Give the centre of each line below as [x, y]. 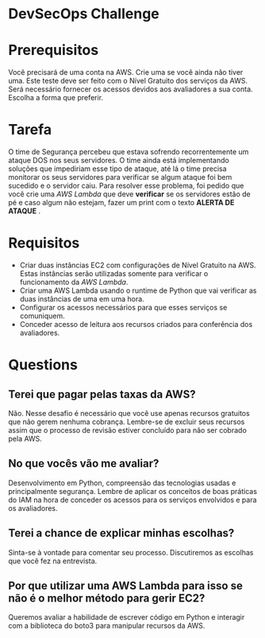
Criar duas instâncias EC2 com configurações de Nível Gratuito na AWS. [138, 265]
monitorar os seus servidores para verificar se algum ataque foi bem [120, 177]
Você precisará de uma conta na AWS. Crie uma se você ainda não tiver [126, 72]
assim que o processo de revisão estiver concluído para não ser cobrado [128, 430]
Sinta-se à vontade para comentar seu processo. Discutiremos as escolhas [131, 552]
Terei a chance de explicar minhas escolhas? [121, 533]
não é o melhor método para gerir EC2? [107, 599]
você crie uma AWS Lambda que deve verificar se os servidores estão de [130, 194]
